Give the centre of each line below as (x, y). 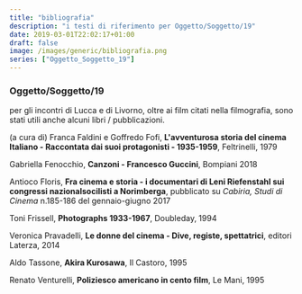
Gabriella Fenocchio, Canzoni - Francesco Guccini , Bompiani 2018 (134, 165)
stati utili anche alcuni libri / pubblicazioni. (87, 120)
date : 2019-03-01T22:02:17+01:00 (72, 34)
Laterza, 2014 (35, 245)
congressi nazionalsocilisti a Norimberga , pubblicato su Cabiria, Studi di (146, 192)
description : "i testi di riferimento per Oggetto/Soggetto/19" (133, 26)
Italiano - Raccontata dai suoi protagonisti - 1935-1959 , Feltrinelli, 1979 (143, 147)
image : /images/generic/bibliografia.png (88, 51)
